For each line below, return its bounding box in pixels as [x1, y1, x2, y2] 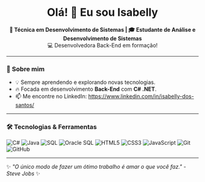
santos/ [15, 102, 35, 109]
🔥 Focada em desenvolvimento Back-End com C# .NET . [15, 85, 157, 93]
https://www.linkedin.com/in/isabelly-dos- [88, 93, 194, 100]
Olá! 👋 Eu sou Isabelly [46, 5, 159, 19]
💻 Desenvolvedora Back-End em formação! [47, 41, 158, 49]
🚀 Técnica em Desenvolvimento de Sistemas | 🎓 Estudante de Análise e [9, 26, 196, 33]
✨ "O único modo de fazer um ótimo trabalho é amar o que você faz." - [6, 163, 186, 170]
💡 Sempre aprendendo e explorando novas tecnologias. [15, 79, 156, 86]
